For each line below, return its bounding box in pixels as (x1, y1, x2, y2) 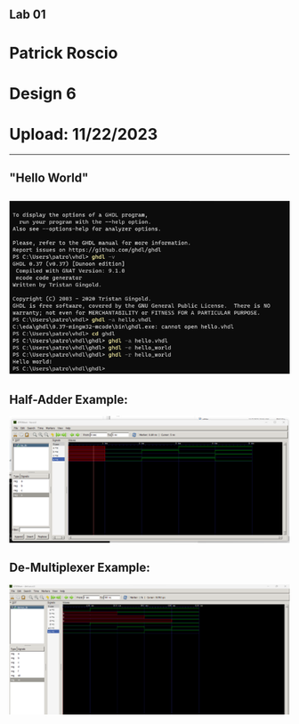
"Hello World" (9, 171, 89, 186)
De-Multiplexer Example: (9, 560, 151, 575)
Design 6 (9, 84, 77, 103)
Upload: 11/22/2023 (9, 124, 158, 144)
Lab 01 (9, 7, 46, 22)
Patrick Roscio (9, 43, 118, 63)
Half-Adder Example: (9, 391, 129, 407)
